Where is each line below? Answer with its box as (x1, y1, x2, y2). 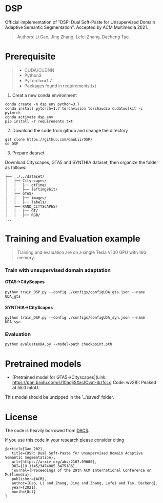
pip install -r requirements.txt (5, 119, 73, 124)
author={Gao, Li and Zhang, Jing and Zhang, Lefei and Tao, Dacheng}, (11, 481, 159, 486)
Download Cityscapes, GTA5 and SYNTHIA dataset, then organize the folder (5, 159, 159, 165)
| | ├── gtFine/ (5, 182, 47, 188)
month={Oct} (11, 489, 36, 495)
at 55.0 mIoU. (12, 385, 40, 391)
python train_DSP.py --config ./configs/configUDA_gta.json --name (5, 289, 145, 294)
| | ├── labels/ (5, 199, 47, 205)
